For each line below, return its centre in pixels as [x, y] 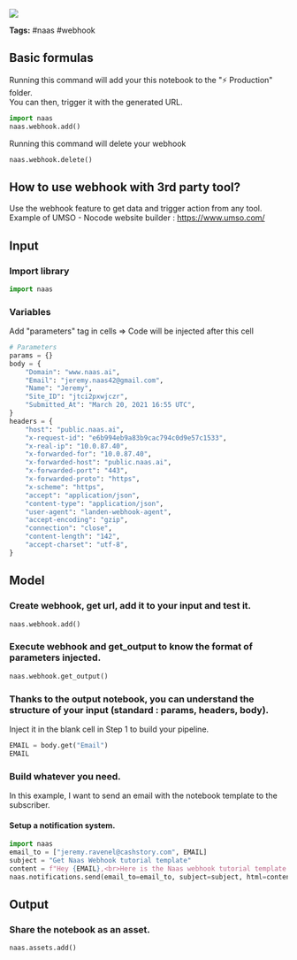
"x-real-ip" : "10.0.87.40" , [76, 446]
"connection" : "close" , [69, 528]
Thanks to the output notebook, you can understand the [132, 699]
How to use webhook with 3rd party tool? [125, 187]
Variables [30, 311]
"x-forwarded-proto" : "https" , [83, 479]
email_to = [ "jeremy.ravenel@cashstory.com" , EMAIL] [108, 852]
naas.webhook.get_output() [59, 676]
